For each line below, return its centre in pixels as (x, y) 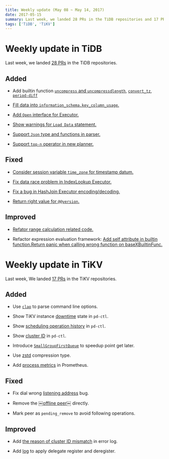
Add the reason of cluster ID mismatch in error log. (65, 441)
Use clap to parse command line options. (55, 307)
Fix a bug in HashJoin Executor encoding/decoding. (66, 191)
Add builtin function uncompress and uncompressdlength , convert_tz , (82, 91)
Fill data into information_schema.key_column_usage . (66, 105)
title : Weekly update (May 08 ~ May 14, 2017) (55, 10)
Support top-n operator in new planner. (53, 144)
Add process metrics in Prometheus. (50, 365)
